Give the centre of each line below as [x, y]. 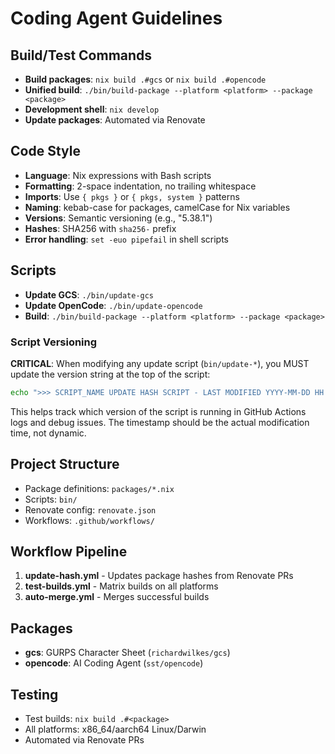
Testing [34, 694]
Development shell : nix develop [92, 109]
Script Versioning [54, 342]
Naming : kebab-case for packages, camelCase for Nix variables [157, 207]
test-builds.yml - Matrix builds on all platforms [121, 586]
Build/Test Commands [81, 55]
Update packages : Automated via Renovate [115, 120]
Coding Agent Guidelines [116, 18]
